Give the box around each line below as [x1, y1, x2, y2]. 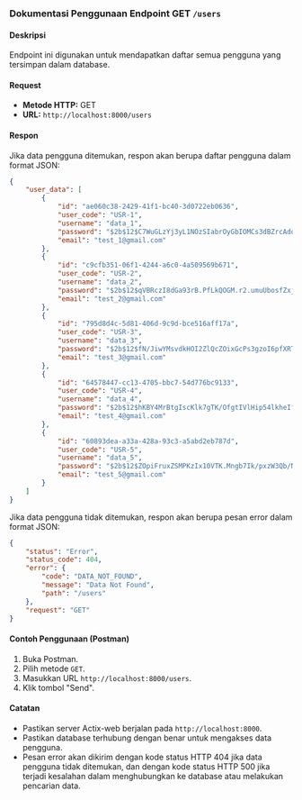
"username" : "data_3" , [57, 336, 143, 345]
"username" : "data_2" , [57, 277, 143, 286]
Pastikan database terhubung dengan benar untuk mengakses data [22, 732, 272, 743]
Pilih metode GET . [22, 663, 85, 674]
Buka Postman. [22, 653, 79, 664]
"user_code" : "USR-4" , [57, 386, 143, 395]
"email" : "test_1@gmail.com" [57, 235, 167, 245]
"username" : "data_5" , [57, 453, 143, 462]
